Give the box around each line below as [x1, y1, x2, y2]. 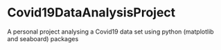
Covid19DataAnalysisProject [7, 5, 176, 21]
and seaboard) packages [7, 34, 79, 42]
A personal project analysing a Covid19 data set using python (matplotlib [7, 27, 214, 36]
